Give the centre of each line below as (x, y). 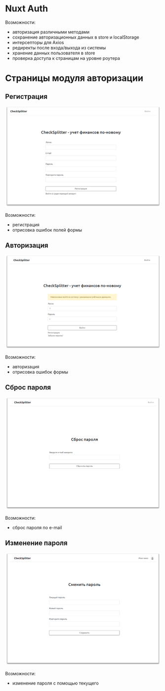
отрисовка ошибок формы (40, 372)
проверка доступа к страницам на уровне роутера (66, 58)
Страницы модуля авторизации (74, 78)
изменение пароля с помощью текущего (55, 683)
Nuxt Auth (27, 9)
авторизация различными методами (51, 32)
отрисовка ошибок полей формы (47, 230)
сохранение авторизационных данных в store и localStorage (76, 37)
